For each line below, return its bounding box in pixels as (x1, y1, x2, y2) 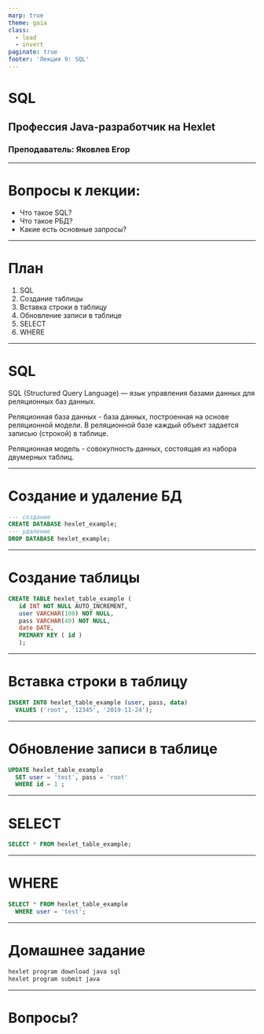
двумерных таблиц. (8, 452, 75, 461)
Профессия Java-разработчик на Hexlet (8, 120, 216, 134)
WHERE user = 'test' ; (15, 907, 86, 915)
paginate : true (8, 48, 58, 56)
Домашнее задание (8, 942, 145, 959)
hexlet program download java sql (8, 967, 122, 976)
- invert (15, 41, 44, 49)
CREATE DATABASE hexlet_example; (8, 520, 118, 528)
